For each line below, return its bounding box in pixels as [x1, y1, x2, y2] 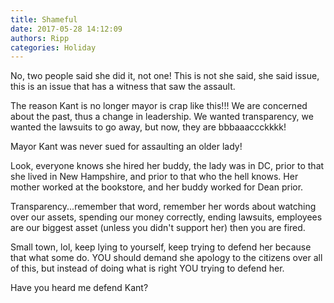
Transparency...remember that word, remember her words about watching [10, 201, 317, 213]
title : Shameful [10, 14, 78, 25]
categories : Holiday [10, 42, 97, 53]
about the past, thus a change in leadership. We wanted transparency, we [10, 111, 314, 123]
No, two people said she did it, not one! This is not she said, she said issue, [10, 70, 320, 82]
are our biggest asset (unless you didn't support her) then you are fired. [10, 222, 306, 234]
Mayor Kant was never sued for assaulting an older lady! [10, 141, 243, 153]
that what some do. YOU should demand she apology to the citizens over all [10, 252, 323, 264]
